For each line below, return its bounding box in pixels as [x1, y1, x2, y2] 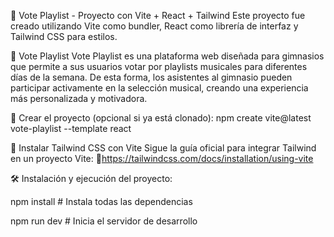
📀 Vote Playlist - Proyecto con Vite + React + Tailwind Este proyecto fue [10, 10, 306, 21]
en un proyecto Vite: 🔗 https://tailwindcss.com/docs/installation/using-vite [10, 153, 314, 164]
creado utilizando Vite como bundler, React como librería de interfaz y [10, 20, 299, 32]
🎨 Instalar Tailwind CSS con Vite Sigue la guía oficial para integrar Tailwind [10, 142, 317, 154]
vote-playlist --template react [10, 123, 132, 134]
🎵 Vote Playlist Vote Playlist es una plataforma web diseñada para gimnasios [10, 50, 325, 62]
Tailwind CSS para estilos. [10, 31, 118, 42]
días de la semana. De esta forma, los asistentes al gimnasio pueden [10, 71, 293, 83]
